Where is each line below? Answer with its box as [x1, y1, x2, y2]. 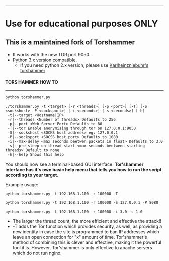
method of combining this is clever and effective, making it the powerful [12, 239, 162, 245]
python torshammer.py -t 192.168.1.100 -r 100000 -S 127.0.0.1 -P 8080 [5, 200, 158, 205]
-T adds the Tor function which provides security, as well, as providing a [12, 223, 162, 230]
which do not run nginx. [12, 250, 62, 256]
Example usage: [5, 182, 39, 188]
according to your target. [5, 172, 59, 178]
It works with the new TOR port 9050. [12, 51, 91, 57]
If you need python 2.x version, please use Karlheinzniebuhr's [20, 62, 149, 68]
